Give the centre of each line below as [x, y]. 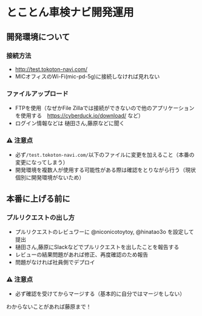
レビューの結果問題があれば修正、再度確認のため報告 [82, 255]
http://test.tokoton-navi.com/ [51, 69]
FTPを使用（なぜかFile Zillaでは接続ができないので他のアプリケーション [105, 108]
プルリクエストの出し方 [40, 218]
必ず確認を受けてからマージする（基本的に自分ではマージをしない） [100, 294]
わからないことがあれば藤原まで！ [49, 307]
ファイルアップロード [37, 94]
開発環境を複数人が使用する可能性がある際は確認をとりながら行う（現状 [105, 170]
